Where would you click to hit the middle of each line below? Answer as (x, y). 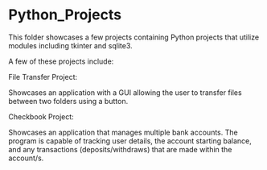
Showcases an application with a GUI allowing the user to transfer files (125, 92)
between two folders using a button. (68, 101)
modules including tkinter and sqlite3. (70, 45)
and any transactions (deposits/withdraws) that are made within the (120, 149)
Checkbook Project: (41, 116)
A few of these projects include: (61, 61)
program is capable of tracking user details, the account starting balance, (130, 141)
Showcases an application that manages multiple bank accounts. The (123, 132)
